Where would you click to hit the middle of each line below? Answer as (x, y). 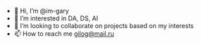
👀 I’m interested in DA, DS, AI (56, 18)
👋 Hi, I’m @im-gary (41, 11)
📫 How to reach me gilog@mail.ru (64, 34)
